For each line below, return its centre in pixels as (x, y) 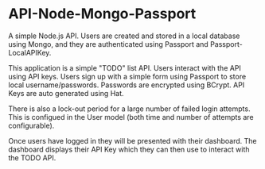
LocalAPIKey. (30, 52)
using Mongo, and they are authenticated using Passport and (108, 44)
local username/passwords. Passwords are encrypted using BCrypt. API (127, 85)
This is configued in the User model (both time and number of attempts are (131, 117)
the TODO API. (32, 157)
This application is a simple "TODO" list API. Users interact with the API (125, 67)
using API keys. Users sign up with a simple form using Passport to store (127, 76)
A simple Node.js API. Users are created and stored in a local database (124, 36)
